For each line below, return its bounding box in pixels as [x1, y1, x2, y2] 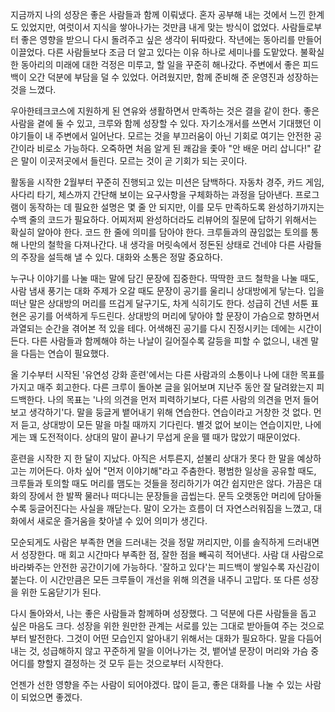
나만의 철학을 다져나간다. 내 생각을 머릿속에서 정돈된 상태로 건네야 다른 [20, 239, 296, 250]
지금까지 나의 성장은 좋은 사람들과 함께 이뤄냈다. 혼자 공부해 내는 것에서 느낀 [10, 9, 307, 20]
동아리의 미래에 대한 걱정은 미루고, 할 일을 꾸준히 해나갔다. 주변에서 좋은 [20, 59, 301, 70]
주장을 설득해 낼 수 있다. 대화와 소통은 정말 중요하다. [20, 251, 223, 263]
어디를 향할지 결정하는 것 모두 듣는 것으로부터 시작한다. [10, 658, 224, 669]
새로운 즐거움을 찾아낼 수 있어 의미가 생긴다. [36, 515, 208, 527]
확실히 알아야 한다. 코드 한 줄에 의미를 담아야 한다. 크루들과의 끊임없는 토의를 [10, 226, 309, 238]
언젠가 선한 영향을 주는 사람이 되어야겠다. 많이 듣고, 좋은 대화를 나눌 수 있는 [10, 679, 303, 690]
